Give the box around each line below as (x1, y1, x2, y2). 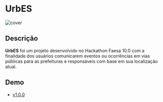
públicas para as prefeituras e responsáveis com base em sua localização (5, 58, 158, 64)
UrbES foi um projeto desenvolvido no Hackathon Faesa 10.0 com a (5, 47, 144, 53)
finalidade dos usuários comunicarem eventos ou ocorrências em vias (5, 53, 150, 59)
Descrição (5, 34, 38, 43)
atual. (5, 63, 17, 69)
